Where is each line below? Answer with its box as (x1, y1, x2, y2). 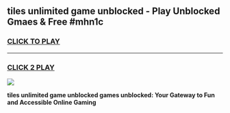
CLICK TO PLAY (7, 37, 60, 47)
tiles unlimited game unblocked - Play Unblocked (7, 5, 220, 17)
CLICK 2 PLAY (7, 62, 55, 72)
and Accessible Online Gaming (7, 98, 97, 106)
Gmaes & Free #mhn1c (7, 16, 104, 28)
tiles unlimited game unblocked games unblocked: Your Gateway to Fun (7, 90, 216, 99)
